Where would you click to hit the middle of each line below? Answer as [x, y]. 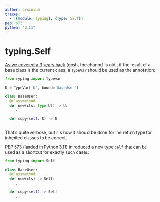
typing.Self [28, 52]
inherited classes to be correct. [36, 138]
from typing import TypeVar [33, 79]
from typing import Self [30, 161]
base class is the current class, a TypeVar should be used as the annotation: [80, 70]
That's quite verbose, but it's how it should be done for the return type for [79, 132]
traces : [13, 14]
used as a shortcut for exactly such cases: [47, 152]
